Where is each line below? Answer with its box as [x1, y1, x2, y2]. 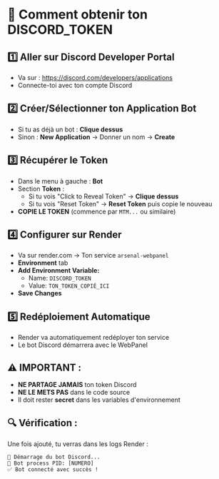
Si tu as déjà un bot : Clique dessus [17, 125, 123, 133]
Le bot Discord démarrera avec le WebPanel [17, 341, 148, 349]
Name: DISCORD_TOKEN [28, 274, 91, 283]
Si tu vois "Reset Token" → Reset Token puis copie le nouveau [28, 199, 213, 208]
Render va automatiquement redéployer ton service [17, 333, 170, 342]
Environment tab [17, 258, 68, 267]
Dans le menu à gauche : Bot [17, 176, 103, 185]
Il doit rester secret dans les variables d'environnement [17, 395, 180, 404]
